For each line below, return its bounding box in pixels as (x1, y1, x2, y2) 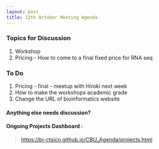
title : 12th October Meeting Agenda (6, 14, 98, 20)
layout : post (6, 8, 39, 15)
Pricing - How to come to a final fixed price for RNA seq (14, 54, 153, 61)
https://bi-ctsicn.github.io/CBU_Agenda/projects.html (20, 136, 153, 143)
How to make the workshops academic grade (14, 89, 128, 96)
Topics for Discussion (6, 34, 71, 42)
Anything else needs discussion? (6, 109, 91, 116)
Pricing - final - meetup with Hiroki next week (14, 83, 128, 90)
